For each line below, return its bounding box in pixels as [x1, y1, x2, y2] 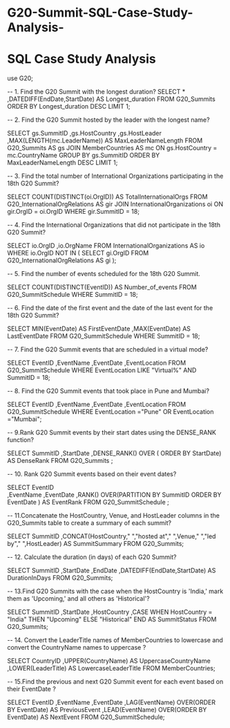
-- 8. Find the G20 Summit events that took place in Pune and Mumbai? [7, 387, 209, 395]
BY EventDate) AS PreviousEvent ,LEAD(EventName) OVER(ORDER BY [7, 706, 207, 714]
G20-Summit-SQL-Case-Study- [7, 5, 193, 21]
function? [7, 436, 35, 444]
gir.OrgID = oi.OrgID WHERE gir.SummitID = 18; [7, 208, 140, 216]
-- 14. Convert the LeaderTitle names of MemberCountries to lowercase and [7, 636, 223, 644]
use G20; [7, 74, 33, 82]
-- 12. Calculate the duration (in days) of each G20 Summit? [7, 553, 177, 561]
